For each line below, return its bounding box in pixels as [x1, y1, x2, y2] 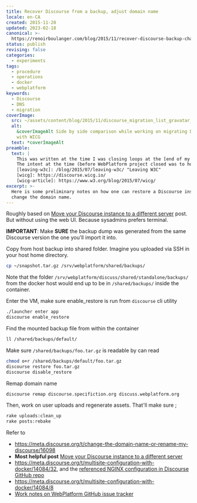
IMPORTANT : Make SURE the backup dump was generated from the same [6, 228, 186, 235]
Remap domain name [6, 380, 57, 387]
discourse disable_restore [6, 369, 72, 375]
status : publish [6, 42, 46, 48]
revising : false [6, 47, 46, 53]
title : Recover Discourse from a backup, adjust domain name [6, 8, 159, 15]
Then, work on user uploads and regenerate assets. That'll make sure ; [6, 401, 177, 409]
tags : [6, 63, 19, 69]
